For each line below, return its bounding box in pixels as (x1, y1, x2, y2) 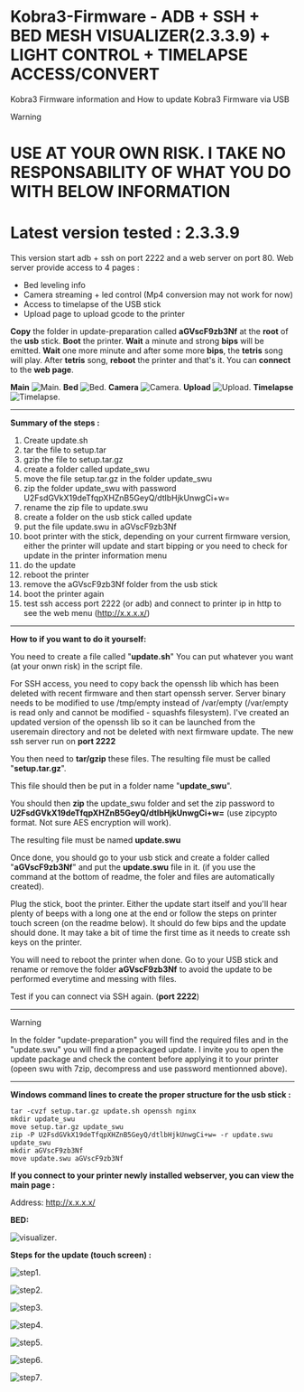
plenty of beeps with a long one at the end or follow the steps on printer (10, 908, 278, 919)
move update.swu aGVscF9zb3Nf (10, 1154, 124, 1163)
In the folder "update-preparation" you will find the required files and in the (10, 1034, 289, 1045)
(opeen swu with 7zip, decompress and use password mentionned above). (10, 1063, 288, 1074)
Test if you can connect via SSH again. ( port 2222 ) (10, 991, 200, 1002)
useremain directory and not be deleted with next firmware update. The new (10, 726, 294, 737)
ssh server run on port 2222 (10, 736, 116, 747)
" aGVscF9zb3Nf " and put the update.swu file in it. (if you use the (10, 862, 256, 873)
